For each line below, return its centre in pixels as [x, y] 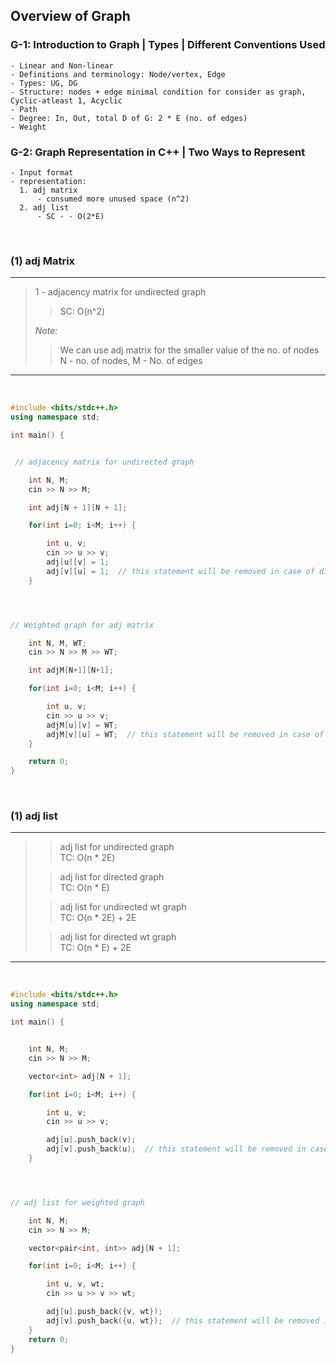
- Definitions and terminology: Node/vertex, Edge [118, 74]
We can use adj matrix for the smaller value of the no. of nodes [189, 350]
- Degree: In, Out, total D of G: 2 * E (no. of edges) [129, 118]
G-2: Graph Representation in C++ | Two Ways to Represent [158, 152]
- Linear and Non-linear [62, 65]
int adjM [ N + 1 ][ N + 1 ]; [71, 670]
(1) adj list [34, 816]
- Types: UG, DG [44, 83]
